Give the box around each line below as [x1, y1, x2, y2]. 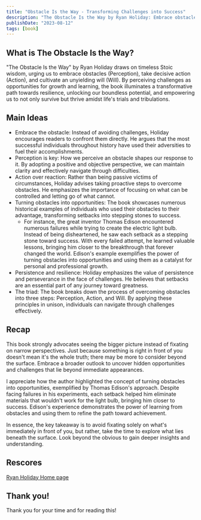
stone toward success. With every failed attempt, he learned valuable [23, 237, 195, 244]
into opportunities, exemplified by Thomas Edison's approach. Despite [6, 384, 179, 391]
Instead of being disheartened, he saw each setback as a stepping [23, 230, 188, 238]
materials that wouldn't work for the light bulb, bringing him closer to [6, 396, 175, 404]
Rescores [6, 458, 42, 468]
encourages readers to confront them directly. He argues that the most [14, 135, 190, 142]
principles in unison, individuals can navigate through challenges [14, 300, 175, 308]
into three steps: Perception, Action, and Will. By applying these [14, 294, 172, 302]
